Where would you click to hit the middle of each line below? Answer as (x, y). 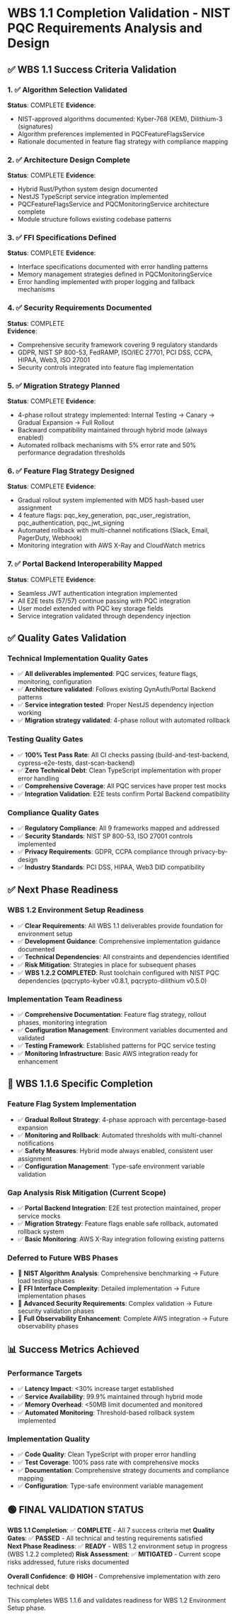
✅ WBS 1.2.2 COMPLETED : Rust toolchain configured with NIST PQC (118, 972)
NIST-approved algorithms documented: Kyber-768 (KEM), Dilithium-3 (120, 119)
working (29, 713)
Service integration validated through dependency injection (104, 616)
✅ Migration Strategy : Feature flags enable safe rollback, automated (118, 1223)
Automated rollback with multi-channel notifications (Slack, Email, (114, 530)
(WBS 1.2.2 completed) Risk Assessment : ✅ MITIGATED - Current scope (114, 1554)
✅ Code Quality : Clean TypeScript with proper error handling (107, 1454)
